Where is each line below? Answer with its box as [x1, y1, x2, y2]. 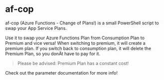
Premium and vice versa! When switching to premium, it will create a [5, 40, 146, 46]
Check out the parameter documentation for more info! [5, 70, 118, 76]
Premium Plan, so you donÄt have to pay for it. [5, 51, 101, 57]
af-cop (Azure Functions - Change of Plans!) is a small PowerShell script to [5, 20, 159, 26]
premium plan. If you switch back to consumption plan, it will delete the [5, 45, 152, 51]
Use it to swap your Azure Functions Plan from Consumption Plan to [5, 35, 145, 41]
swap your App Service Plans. [5, 25, 67, 31]
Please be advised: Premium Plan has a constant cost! [17, 60, 129, 66]
